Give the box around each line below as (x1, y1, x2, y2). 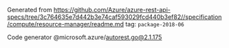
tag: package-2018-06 (124, 20, 184, 28)
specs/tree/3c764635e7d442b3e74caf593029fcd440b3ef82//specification (7, 13, 222, 21)
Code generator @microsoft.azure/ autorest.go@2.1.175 (7, 33, 162, 41)
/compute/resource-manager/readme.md (7, 20, 124, 28)
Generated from (7, 6, 53, 14)
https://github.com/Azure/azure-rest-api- (54, 6, 171, 14)
